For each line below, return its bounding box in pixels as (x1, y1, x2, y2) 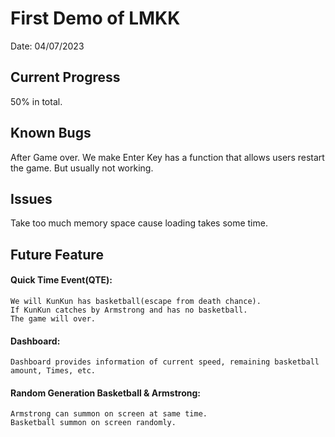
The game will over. (10, 313, 97, 324)
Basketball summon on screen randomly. (10, 418, 177, 428)
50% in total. (10, 95, 63, 107)
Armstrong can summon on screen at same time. (10, 409, 208, 419)
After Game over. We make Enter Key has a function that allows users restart (10, 151, 325, 163)
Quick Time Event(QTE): (10, 274, 113, 286)
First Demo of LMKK (10, 7, 181, 30)
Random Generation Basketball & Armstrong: (10, 387, 201, 399)
